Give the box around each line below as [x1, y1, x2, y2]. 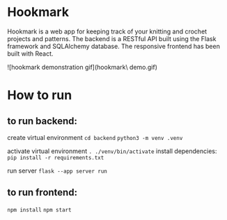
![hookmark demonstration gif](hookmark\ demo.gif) [7, 63, 158, 71]
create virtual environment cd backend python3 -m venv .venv [7, 133, 183, 141]
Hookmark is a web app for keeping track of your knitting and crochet [7, 27, 208, 36]
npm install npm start [7, 206, 72, 213]
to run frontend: [7, 187, 78, 198]
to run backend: [7, 115, 78, 127]
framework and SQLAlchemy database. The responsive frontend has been [7, 42, 221, 50]
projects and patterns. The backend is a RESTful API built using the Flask [7, 34, 217, 42]
